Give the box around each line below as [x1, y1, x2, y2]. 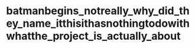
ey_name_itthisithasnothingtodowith [6, 17, 190, 30]
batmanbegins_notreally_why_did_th [6, 4, 190, 18]
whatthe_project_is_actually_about [6, 30, 181, 43]
